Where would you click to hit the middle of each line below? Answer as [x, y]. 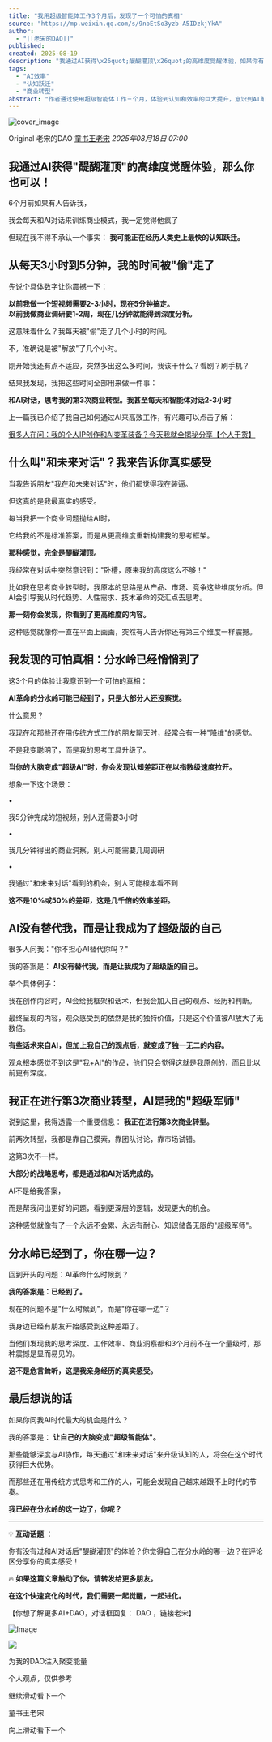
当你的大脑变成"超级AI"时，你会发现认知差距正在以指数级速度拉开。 [122, 766]
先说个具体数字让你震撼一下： [58, 286]
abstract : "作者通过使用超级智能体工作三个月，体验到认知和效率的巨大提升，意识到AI [134, 99]
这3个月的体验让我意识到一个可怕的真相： [78, 680]
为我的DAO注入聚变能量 [48, 1661]
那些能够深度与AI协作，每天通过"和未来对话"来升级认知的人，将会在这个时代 [136, 1454]
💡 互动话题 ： [31, 1534]
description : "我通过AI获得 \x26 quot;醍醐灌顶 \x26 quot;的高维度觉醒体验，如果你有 [136, 62]
